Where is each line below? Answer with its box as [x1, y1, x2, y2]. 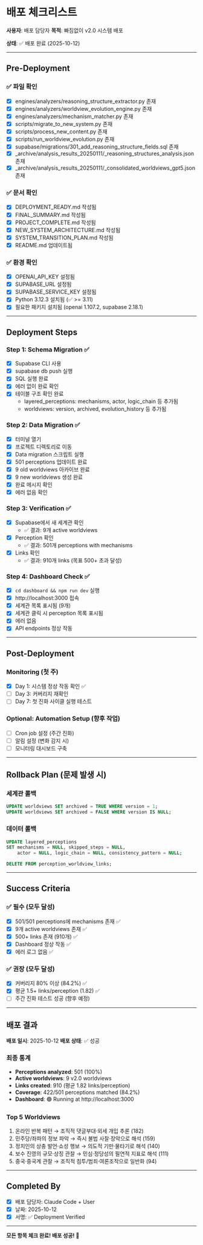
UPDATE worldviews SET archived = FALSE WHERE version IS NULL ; [6, 809, 172, 815]
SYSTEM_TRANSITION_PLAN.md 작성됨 [14, 234, 114, 241]
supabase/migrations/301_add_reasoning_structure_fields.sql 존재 [14, 143, 179, 150]
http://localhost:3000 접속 [14, 595, 80, 602]
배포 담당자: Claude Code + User [14, 1198, 95, 1205]
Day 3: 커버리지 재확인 [14, 690, 69, 698]
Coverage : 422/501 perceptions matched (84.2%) [14, 1089, 140, 1096]
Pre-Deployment [6, 63, 71, 73]
